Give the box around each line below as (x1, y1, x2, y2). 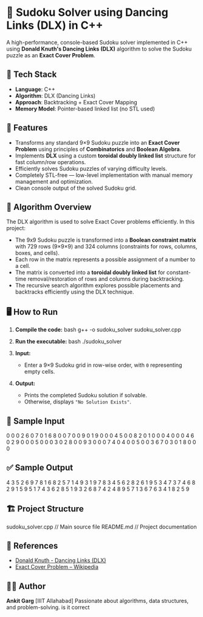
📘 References (6, 541, 58, 551)
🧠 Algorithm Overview (6, 201, 92, 212)
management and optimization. (15, 178, 93, 185)
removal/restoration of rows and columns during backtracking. (27, 275, 184, 283)
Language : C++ (15, 85, 56, 93)
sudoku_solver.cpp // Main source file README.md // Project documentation (6, 523, 198, 530)
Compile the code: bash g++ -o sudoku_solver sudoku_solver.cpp (15, 326, 181, 333)
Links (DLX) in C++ (6, 18, 103, 32)
